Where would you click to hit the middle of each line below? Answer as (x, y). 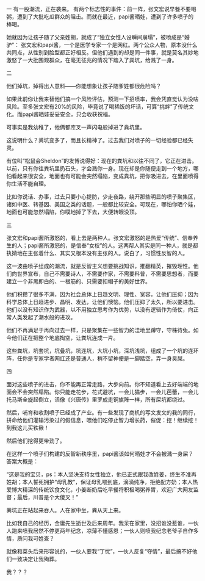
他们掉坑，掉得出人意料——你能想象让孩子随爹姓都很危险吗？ (84, 86)
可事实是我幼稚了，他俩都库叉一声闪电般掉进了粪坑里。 (76, 127)
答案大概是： (22, 461)
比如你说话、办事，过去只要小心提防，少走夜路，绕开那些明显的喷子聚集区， (103, 197)
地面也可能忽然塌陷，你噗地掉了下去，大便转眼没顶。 (73, 212)
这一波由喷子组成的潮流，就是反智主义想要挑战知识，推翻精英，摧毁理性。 (100, 266)
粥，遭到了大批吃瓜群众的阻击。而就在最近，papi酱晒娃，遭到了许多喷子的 (100, 16)
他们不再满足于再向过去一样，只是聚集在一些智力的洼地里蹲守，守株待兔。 (100, 330)
